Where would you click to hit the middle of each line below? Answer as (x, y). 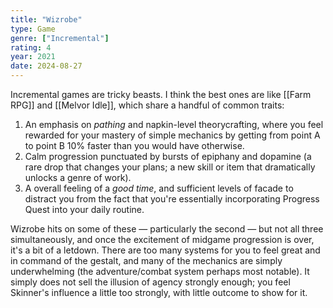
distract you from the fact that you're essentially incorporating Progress (172, 199)
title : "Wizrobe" (46, 19)
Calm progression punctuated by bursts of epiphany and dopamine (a (168, 156)
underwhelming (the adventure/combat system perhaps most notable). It (160, 271)
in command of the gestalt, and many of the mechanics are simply (146, 260)
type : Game (33, 29)
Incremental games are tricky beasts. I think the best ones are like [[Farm (161, 94)
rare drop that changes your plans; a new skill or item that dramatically (170, 167)
